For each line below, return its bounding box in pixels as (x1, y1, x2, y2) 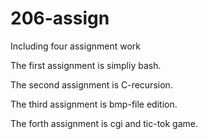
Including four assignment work (10, 40, 141, 52)
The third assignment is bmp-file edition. (10, 98, 178, 110)
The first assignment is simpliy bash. (10, 59, 162, 71)
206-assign (10, 7, 110, 30)
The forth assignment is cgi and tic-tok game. (10, 117, 199, 129)
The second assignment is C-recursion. (10, 78, 173, 91)
